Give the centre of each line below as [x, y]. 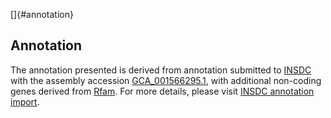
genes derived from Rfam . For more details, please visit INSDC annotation [162, 91]
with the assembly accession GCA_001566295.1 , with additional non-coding [166, 80]
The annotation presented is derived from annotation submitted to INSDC [161, 70]
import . [25, 101]
